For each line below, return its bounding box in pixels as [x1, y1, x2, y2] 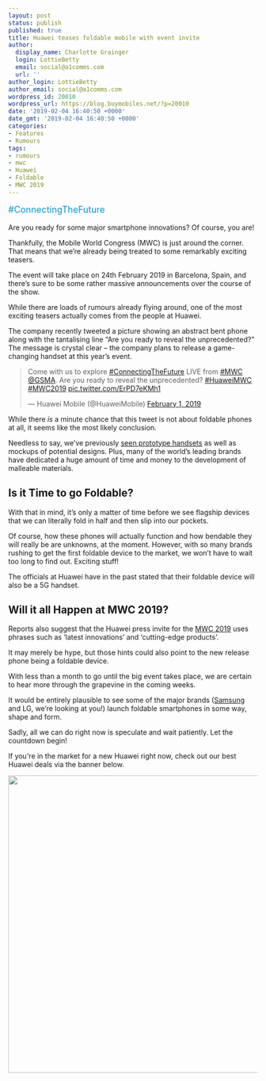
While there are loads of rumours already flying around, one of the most [8, 302, 243, 311]
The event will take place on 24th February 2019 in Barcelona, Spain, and [8, 270, 247, 280]
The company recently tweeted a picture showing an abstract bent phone [8, 326, 248, 335]
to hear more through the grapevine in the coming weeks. [8, 680, 196, 689]
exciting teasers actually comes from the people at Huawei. [8, 311, 202, 320]
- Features [8, 129, 44, 137]
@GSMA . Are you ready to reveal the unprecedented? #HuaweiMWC [27, 375, 253, 384]
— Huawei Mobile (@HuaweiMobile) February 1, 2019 [27, 399, 202, 408]
